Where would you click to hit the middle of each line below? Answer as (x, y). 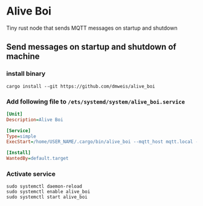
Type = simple (21, 136)
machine (23, 57)
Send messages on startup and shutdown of (91, 47)
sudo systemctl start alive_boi (47, 197)
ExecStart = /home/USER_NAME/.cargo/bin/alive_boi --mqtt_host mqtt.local (100, 142)
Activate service (31, 174)
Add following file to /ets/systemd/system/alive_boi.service (96, 101)
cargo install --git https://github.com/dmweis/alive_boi (81, 86)
